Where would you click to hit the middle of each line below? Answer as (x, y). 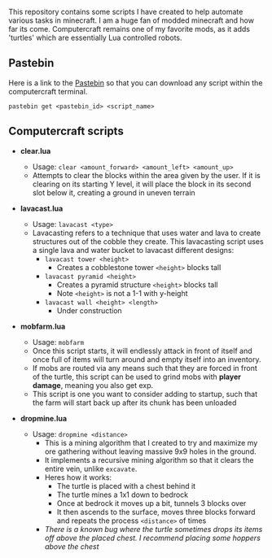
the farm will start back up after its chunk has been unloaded (134, 403)
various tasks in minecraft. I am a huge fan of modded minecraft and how (132, 20)
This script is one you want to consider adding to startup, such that (145, 394)
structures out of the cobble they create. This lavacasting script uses (148, 241)
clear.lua (35, 150)
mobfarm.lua (43, 326)
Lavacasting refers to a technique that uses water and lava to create (147, 233)
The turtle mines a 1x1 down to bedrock (123, 495)
